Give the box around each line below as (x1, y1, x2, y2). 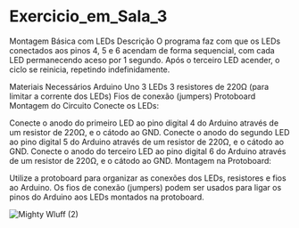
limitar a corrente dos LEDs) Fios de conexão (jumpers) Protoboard (9, 91, 256, 102)
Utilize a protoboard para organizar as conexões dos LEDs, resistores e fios (9, 172, 287, 183)
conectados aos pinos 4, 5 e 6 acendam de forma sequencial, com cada (9, 45, 275, 55)
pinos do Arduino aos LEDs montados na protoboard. (9, 191, 205, 202)
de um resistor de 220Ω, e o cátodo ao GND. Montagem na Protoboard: (9, 155, 272, 166)
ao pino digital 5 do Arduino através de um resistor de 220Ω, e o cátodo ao (9, 136, 285, 147)
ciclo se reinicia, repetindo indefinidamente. (9, 64, 170, 75)
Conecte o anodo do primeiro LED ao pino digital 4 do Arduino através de (9, 118, 279, 128)
